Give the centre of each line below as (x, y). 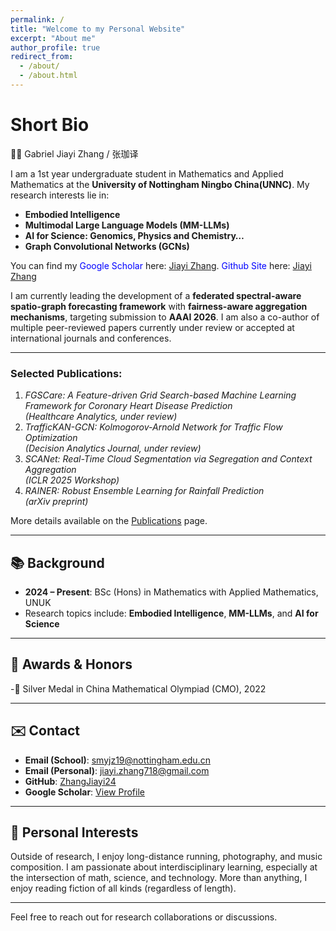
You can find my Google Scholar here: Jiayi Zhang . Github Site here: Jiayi (161, 265)
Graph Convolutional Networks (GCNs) (107, 246)
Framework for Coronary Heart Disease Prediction (128, 406)
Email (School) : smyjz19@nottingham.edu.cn (117, 760)
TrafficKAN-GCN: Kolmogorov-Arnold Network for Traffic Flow (153, 427)
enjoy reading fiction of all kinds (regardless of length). (123, 888)
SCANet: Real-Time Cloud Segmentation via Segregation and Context (168, 459)
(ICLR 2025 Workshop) (72, 480)
